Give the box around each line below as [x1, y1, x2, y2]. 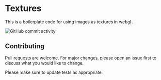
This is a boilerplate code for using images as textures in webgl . [5, 19, 134, 25]
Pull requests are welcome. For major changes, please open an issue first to [5, 55, 157, 61]
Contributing [5, 42, 45, 51]
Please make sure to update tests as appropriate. [5, 69, 103, 75]
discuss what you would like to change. [5, 60, 84, 66]
